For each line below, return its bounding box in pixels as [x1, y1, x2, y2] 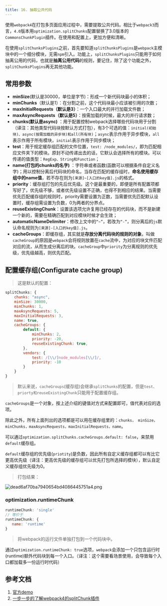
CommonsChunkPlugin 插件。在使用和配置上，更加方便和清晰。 [5, 34, 129, 40]
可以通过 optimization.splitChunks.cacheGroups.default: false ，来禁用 [5, 434, 155, 440]
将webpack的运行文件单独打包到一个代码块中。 [17, 536, 115, 542]
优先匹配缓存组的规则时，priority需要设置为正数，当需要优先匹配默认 [12, 193, 155, 200]
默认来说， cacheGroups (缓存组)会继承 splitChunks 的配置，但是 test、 [17, 383, 157, 389]
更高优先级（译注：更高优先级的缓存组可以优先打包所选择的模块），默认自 [5, 457, 156, 463]
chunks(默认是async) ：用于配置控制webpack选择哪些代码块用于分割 [12, 118, 157, 125]
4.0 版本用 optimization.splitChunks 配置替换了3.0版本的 [14, 28, 129, 34]
